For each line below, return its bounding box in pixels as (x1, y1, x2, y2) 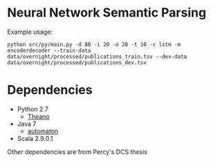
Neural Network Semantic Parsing (7, 5, 207, 21)
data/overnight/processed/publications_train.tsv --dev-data (7, 53, 187, 60)
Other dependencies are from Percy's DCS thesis (7, 147, 147, 156)
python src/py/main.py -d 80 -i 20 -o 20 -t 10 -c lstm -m (7, 41, 181, 48)
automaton (27, 126, 59, 135)
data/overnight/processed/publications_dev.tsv (7, 59, 147, 66)
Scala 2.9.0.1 (17, 134, 53, 142)
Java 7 (17, 119, 37, 128)
